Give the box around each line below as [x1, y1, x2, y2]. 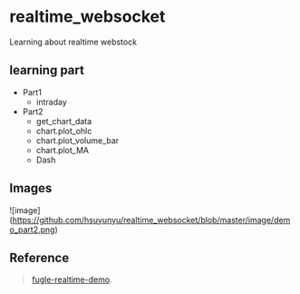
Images [9, 181, 53, 196]
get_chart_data [35, 115, 92, 126]
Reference [9, 250, 70, 265]
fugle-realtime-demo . [31, 274, 112, 285]
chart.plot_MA [35, 144, 89, 155]
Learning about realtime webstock [9, 36, 138, 47]
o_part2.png [9, 224, 55, 235]
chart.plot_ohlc [35, 125, 92, 136]
